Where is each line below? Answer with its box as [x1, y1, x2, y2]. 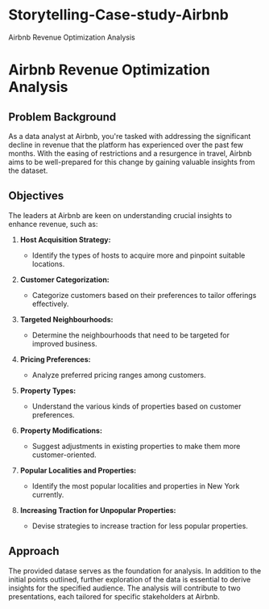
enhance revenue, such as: [8, 219, 98, 229]
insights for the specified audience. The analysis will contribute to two [8, 583, 241, 593]
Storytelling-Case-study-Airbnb [8, 6, 230, 24]
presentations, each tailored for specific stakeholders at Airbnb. [8, 591, 220, 601]
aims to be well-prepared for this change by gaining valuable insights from [8, 157, 255, 166]
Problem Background [8, 110, 117, 124]
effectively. [31, 299, 69, 309]
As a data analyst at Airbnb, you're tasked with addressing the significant [8, 131, 251, 141]
